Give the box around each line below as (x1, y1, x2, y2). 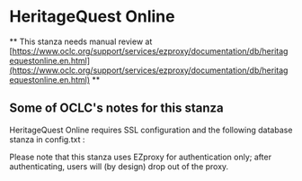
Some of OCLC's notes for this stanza (9, 101, 224, 116)
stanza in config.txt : (9, 133, 85, 145)
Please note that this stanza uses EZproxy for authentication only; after (9, 151, 272, 162)
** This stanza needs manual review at (9, 36, 153, 47)
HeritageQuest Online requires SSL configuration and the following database (9, 124, 293, 135)
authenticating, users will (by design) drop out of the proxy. (9, 160, 229, 172)
